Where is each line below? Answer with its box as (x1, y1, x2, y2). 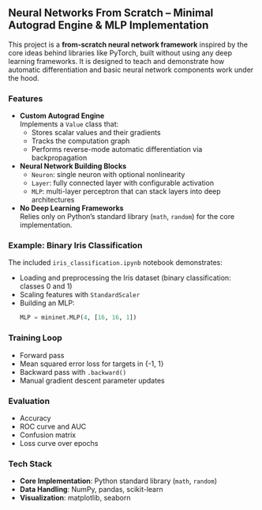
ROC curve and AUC (19, 421, 87, 431)
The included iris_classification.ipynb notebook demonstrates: (8, 258, 223, 267)
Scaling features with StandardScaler (19, 290, 140, 300)
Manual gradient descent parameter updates (19, 376, 165, 385)
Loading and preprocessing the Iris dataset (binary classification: (19, 273, 231, 283)
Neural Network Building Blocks (19, 161, 127, 171)
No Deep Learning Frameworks (19, 203, 124, 213)
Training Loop (8, 332, 63, 343)
